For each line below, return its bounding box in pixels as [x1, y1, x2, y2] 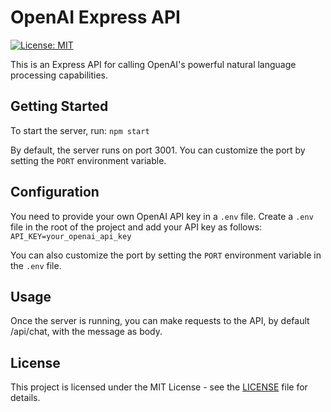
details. [10, 392, 41, 404]
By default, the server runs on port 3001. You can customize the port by [10, 144, 306, 156]
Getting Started [10, 98, 109, 115]
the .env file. [10, 259, 62, 271]
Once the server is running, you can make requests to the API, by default [10, 315, 310, 327]
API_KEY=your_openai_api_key [10, 231, 132, 241]
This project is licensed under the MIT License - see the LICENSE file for [10, 381, 308, 393]
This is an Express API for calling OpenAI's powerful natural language [10, 58, 297, 70]
